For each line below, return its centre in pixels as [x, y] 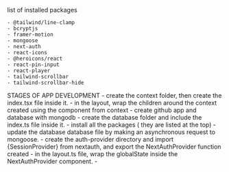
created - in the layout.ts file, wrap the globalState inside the [93, 154]
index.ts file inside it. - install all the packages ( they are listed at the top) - [111, 125]
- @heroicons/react [35, 58]
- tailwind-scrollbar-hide [46, 83]
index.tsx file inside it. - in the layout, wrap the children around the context [112, 103]
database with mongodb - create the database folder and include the [105, 117]
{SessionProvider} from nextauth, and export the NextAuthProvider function [114, 147]
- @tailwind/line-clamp [41, 23]
